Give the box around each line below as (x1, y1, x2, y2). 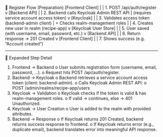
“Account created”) (5, 41, 44, 46)
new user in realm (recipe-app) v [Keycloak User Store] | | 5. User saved (5, 25, 149, 31)
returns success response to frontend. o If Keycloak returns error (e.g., (12, 121, 154, 127)
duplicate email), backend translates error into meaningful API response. (12, 127, 157, 132)
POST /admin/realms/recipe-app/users (12, 85, 90, 91)
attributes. (12, 111, 33, 117)
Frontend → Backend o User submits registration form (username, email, (12, 64, 157, 70)
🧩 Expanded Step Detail (5, 55, 52, 60)
